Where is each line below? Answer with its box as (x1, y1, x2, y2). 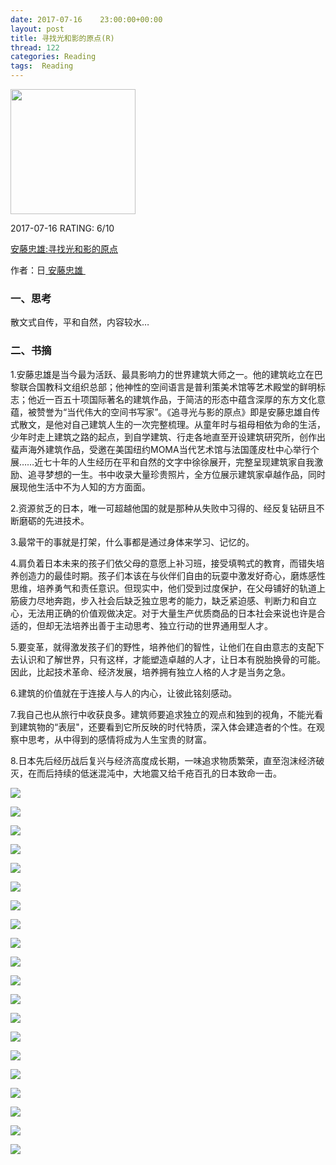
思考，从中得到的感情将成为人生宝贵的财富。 (27, 733, 212, 745)
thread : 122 (10, 42, 60, 53)
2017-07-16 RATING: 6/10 (10, 222, 115, 234)
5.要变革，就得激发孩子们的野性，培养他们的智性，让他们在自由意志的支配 (10, 641, 316, 653)
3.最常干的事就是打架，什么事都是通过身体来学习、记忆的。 (10, 536, 255, 548)
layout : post (10, 24, 65, 34)
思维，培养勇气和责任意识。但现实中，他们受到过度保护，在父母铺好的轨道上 (10, 582, 326, 594)
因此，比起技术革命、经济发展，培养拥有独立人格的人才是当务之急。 (10, 666, 291, 678)
